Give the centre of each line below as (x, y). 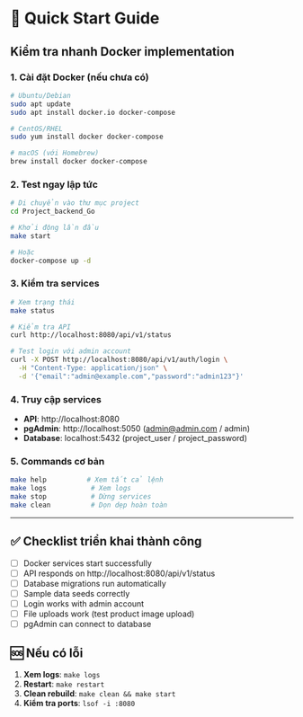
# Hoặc (22, 252)
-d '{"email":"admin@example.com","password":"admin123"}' (131, 376)
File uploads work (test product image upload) (109, 614)
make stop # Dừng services (81, 497)
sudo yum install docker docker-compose (87, 137)
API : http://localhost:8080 (71, 419)
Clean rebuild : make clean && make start (99, 694)
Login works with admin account (84, 604)
